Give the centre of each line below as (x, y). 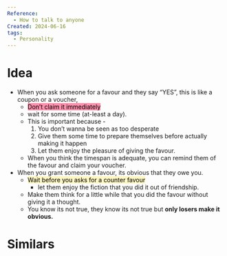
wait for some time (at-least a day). (77, 114)
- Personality (33, 39)
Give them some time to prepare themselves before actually (122, 136)
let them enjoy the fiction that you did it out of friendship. (118, 187)
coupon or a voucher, (47, 100)
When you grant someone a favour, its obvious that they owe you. (110, 173)
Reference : (23, 13)
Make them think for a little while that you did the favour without (118, 195)
